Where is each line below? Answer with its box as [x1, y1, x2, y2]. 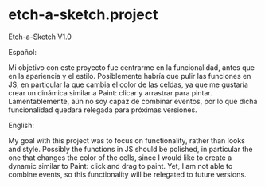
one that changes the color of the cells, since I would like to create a [8, 153, 232, 162]
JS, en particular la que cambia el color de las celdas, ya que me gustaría [8, 80, 249, 89]
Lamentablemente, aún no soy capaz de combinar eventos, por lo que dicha [8, 96, 258, 106]
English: [8, 120, 34, 130]
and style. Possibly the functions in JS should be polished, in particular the [8, 144, 253, 154]
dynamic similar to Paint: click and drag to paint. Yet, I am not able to [8, 161, 233, 170]
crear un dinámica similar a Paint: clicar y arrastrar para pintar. [8, 88, 212, 97]
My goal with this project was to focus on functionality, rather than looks [8, 135, 245, 145]
